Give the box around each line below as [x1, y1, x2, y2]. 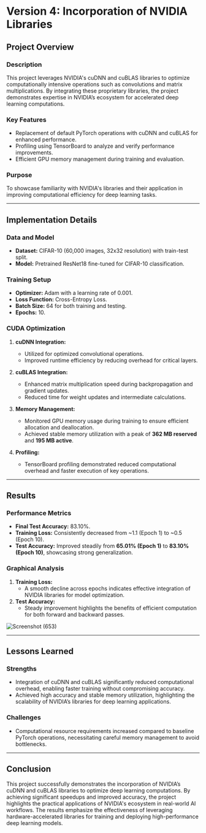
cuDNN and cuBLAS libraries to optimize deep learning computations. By [6, 786, 191, 794]
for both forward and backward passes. [24, 610, 124, 618]
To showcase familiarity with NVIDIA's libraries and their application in [6, 185, 183, 192]
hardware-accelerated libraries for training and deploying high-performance [6, 813, 199, 820]
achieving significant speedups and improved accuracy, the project [6, 793, 177, 800]
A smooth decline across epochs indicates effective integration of [24, 585, 191, 592]
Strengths [6, 664, 37, 673]
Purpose [6, 171, 32, 179]
